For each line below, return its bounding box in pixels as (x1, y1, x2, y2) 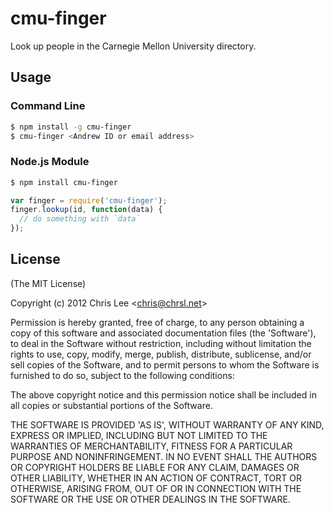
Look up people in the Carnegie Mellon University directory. (10, 40, 257, 52)
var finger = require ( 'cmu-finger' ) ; (10, 195, 168, 206)
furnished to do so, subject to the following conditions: (10, 369, 235, 381)
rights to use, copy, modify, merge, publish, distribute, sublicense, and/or (10, 348, 312, 360)
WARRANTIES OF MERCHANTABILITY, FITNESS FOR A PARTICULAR (10, 440, 293, 452)
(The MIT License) (10, 277, 87, 289)
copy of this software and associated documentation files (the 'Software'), (10, 327, 317, 339)
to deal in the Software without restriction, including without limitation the (10, 337, 312, 349)
